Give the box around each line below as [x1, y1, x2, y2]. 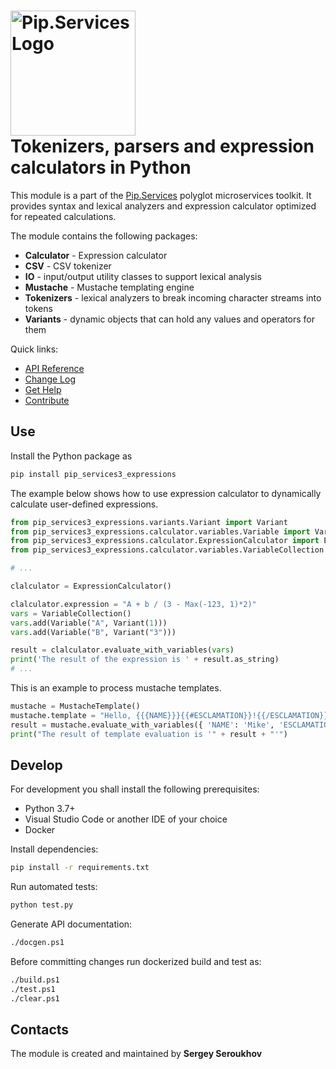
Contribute [24, 394, 70, 406]
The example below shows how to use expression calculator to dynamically [10, 487, 322, 499]
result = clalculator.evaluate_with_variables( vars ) [10, 645, 235, 655]
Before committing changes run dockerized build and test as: [10, 955, 262, 967]
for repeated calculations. [10, 210, 117, 222]
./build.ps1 [10, 975, 60, 985]
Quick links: [10, 343, 59, 355]
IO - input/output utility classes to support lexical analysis [24, 270, 262, 282]
